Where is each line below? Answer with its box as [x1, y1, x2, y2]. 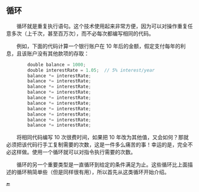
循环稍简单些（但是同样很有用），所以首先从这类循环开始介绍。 [16, 168, 170, 176]
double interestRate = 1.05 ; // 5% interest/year [27, 67, 155, 73]
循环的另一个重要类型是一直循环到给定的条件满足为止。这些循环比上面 [17, 161, 188, 168]
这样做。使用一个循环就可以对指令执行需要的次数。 [11, 149, 136, 156]
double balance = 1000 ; [27, 62, 86, 68]
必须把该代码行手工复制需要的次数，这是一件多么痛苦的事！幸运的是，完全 [6, 141, 188, 148]
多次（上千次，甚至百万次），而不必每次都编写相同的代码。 [11, 30, 154, 37]
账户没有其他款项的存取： [26, 50, 89, 57]
